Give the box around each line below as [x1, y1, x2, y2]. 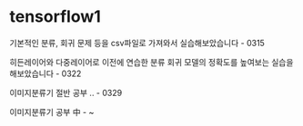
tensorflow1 [9, 6, 102, 27]
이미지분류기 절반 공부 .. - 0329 [9, 87, 123, 98]
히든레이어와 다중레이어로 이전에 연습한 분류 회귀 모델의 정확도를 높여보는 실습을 [9, 56, 294, 67]
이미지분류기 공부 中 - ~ [9, 106, 95, 117]
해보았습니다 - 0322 [9, 68, 82, 79]
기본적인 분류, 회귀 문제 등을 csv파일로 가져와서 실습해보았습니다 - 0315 [9, 37, 266, 48]
